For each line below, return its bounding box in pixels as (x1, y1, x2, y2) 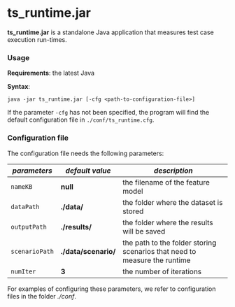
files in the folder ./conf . (7, 292, 77, 300)
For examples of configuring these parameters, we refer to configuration (7, 285, 216, 293)
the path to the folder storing (122, 238, 217, 248)
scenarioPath (10, 247, 55, 255)
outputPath (10, 222, 47, 231)
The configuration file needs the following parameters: (7, 149, 164, 157)
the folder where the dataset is (122, 197, 223, 207)
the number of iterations (122, 266, 202, 276)
